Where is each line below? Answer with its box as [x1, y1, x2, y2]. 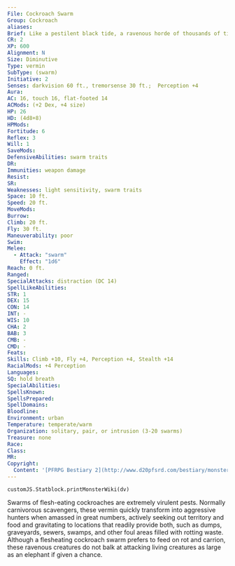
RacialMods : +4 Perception [7, 363, 86, 370]
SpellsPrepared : [7, 395, 55, 402]
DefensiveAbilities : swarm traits [7, 154, 108, 161]
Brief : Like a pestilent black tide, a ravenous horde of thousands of [7, 29, 220, 37]
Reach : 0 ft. [7, 264, 45, 271]
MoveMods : [7, 206, 36, 213]
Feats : [7, 349, 27, 356]
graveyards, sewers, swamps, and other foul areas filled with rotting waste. [7, 527, 224, 537]
